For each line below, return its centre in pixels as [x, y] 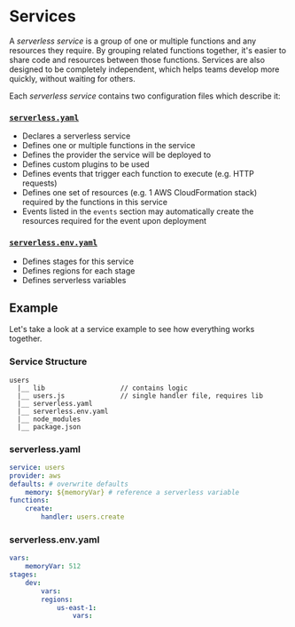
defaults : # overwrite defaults [69, 484]
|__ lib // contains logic [103, 388]
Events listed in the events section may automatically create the [138, 211]
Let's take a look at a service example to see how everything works [132, 329]
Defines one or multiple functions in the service [109, 146]
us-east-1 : [77, 607]
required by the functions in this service [95, 202]
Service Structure [48, 361]
